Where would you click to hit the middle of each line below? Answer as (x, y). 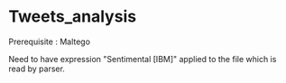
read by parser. (37, 69)
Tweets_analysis (73, 17)
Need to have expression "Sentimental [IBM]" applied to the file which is (143, 59)
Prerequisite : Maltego (50, 41)
